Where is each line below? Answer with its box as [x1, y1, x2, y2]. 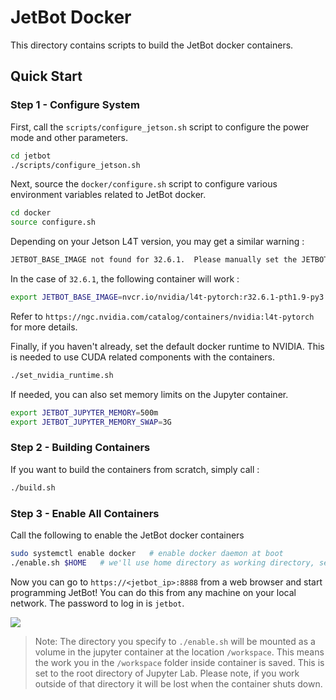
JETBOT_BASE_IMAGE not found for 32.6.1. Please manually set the [10, 255, 298, 265]
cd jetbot [10, 151, 52, 161]
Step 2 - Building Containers [10, 441, 151, 455]
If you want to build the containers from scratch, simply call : [10, 463, 260, 475]
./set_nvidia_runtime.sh [10, 370, 114, 380]
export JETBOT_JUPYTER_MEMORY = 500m [10, 407, 159, 418]
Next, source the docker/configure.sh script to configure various [10, 178, 278, 190]
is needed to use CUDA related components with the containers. [10, 351, 275, 363]
